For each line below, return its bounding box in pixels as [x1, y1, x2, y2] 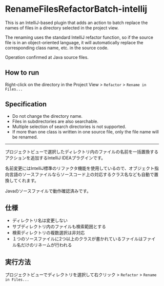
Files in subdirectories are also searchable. [12, 118, 99, 124]
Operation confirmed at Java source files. [5, 54, 89, 60]
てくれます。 [13, 178, 39, 183]
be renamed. [12, 134, 38, 140]
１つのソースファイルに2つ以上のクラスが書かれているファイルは [12, 236, 143, 242]
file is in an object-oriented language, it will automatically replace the [5, 39, 143, 45]
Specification [5, 100, 47, 108]
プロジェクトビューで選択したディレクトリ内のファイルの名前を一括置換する [5, 149, 159, 155]
